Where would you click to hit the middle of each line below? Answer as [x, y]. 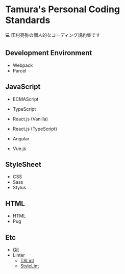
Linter [19, 255]
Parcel [19, 70]
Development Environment [49, 53]
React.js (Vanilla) [30, 119]
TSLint [27, 260]
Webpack [23, 65]
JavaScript [23, 87]
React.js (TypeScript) [35, 129]
